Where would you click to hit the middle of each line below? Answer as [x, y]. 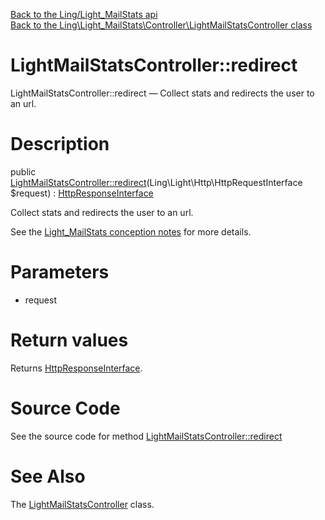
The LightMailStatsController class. [82, 504]
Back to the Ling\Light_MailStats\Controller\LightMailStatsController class [161, 25]
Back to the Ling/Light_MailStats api [84, 14]
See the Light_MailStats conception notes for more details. [131, 231]
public [23, 171]
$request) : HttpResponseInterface [82, 193]
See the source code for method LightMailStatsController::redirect [146, 436]
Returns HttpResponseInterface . [76, 368]
